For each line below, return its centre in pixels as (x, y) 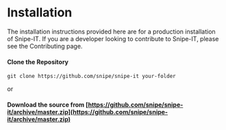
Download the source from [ (48, 105)
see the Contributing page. (45, 46)
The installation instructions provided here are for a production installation (111, 31)
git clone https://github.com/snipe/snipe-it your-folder (91, 77)
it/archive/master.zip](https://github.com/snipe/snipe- (88, 112)
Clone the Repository (38, 62)
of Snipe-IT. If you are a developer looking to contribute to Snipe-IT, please (113, 38)
